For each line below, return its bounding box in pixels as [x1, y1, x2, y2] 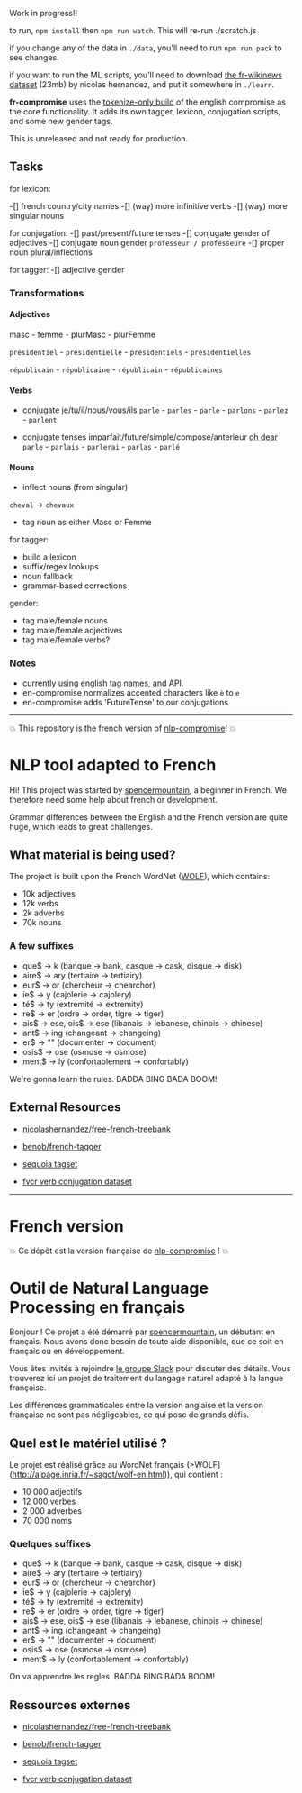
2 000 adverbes [22, 1506, 83, 1516]
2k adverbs [22, 907, 65, 918]
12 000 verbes [22, 1496, 76, 1507]
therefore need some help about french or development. [9, 794, 218, 805]
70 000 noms [22, 1515, 73, 1526]
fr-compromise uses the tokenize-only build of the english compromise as [9, 96, 286, 107]
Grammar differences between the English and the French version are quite [9, 811, 288, 823]
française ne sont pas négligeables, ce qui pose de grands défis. [9, 1409, 250, 1420]
